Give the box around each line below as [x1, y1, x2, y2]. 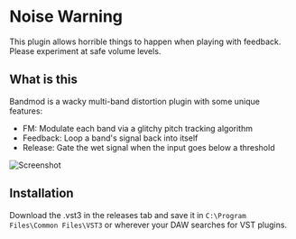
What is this [9, 72, 79, 87]
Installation [9, 186, 74, 201]
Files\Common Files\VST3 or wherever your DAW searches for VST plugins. [9, 219, 287, 230]
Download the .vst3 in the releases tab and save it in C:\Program [9, 209, 246, 220]
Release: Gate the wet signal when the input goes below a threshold [22, 142, 275, 152]
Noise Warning [9, 6, 124, 27]
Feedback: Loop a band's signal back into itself [22, 133, 199, 143]
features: [9, 106, 43, 116]
